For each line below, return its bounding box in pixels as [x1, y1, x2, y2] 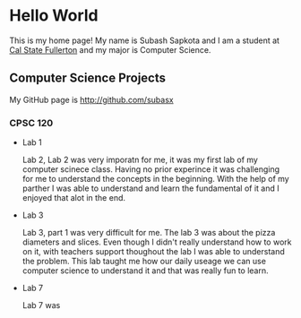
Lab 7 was [21, 300, 61, 311]
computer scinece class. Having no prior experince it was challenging [21, 164, 280, 175]
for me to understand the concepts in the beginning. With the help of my [21, 174, 289, 185]
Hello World [9, 5, 99, 26]
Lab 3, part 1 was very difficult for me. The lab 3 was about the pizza [21, 228, 276, 238]
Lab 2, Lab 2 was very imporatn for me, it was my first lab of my [21, 154, 258, 166]
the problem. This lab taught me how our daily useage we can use [21, 256, 267, 267]
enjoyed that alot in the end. [21, 193, 126, 203]
